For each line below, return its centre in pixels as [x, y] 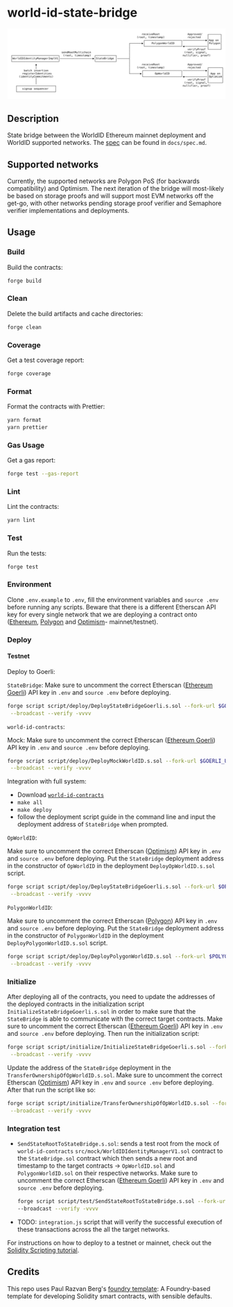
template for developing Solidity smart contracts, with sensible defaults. [110, 1296]
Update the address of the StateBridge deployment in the [89, 1067]
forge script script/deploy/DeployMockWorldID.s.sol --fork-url [102, 761]
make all [30, 803]
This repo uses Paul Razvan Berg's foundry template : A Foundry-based [109, 1288]
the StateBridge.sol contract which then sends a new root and [107, 1158]
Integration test [34, 1128]
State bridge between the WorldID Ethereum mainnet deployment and [107, 135]
